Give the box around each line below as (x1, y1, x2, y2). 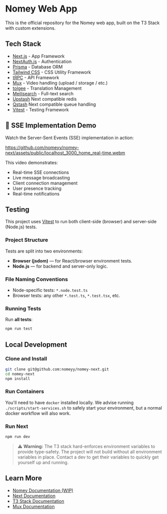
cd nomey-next (5, 371, 35, 376)
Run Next (5, 423, 29, 430)
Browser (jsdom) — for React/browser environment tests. (12, 258, 132, 264)
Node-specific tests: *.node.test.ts (12, 287, 88, 293)
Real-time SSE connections (12, 169, 69, 175)
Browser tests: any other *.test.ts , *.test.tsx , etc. (12, 292, 121, 298)
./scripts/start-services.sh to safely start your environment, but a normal (5, 405, 162, 411)
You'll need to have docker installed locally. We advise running (5, 399, 134, 406)
